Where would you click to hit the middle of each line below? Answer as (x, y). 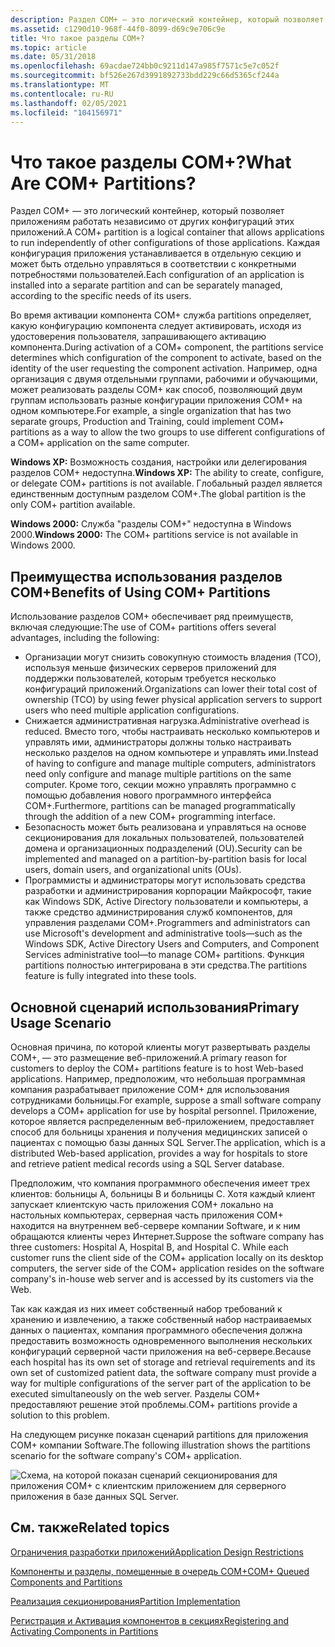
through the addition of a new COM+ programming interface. (150, 817)
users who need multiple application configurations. (132, 710)
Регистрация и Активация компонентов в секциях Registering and (149, 1620)
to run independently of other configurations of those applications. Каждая (165, 243)
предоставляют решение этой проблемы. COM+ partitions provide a (154, 1404)
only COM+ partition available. (73, 505)
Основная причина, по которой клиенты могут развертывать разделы (160, 1047)
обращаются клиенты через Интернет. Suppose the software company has (167, 1236)
